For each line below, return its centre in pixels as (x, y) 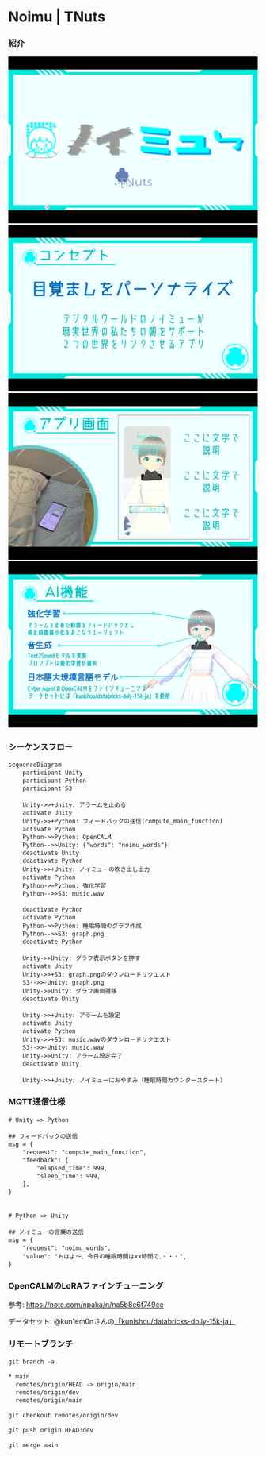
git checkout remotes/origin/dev (63, 1416)
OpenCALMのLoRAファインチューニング (86, 1285)
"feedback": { (46, 1160)
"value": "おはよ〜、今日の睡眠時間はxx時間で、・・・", (105, 1256)
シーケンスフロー (41, 747)
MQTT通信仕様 (37, 1102)
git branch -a (32, 1362)
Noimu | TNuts (57, 17)
